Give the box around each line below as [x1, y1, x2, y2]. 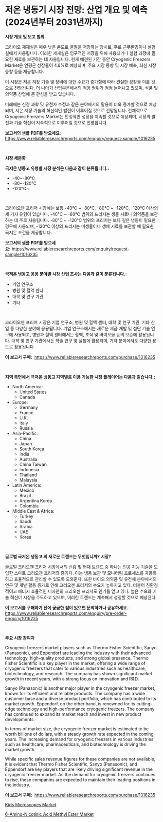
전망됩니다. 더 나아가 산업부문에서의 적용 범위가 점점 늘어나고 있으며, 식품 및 [14, 85, 158, 91]
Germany [19, 404, 38, 410]
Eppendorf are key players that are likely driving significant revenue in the [5, 766, 153, 772]
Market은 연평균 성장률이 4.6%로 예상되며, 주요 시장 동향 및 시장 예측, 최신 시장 [5, 62, 157, 68]
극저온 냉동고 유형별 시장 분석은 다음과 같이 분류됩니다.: [5, 165, 109, 171]
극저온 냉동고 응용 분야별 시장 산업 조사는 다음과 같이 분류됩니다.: [5, 271, 127, 277]
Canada [19, 394, 36, 400]
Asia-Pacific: [12, 430, 38, 436]
